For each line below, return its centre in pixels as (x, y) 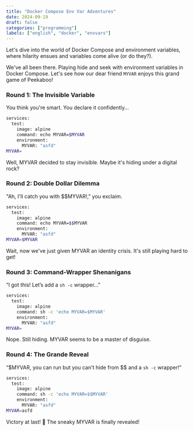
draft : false (22, 22)
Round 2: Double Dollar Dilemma (53, 184)
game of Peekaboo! (30, 80)
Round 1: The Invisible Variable (51, 95)
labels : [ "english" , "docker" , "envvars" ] (58, 33)
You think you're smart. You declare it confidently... (68, 108)
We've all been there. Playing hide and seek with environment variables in (95, 67)
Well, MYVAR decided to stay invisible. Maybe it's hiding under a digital (91, 162)
